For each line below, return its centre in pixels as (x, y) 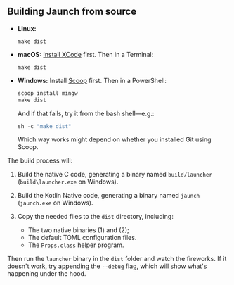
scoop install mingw (47, 93)
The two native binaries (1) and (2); (78, 230)
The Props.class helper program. (76, 245)
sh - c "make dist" (44, 126)
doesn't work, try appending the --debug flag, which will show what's (107, 266)
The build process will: (40, 160)
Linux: (27, 28)
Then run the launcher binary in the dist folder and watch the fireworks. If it (117, 259)
